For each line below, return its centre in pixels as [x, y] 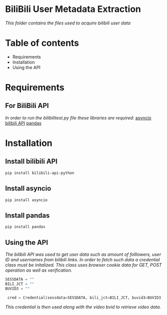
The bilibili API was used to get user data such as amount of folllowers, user [83, 254]
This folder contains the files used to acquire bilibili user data [68, 23]
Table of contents [42, 43]
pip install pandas [25, 227]
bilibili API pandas [23, 123]
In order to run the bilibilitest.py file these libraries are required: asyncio [78, 117]
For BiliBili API [27, 106]
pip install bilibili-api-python [40, 173]
